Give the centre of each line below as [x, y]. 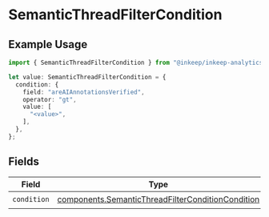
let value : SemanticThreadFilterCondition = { [87, 77]
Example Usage [48, 44]
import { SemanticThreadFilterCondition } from [89, 62]
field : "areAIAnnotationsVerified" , [84, 92]
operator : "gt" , [50, 99]
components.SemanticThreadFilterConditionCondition [159, 199]
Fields [24, 162]
